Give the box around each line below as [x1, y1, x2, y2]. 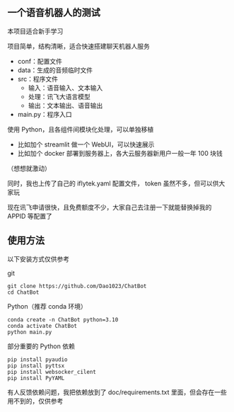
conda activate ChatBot [7, 322, 78, 329]
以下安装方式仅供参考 [7, 254, 69, 263]
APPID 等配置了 [7, 212, 53, 220]
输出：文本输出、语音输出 [28, 101, 103, 110]
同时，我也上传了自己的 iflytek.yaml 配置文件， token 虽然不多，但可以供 [7, 179, 219, 188]
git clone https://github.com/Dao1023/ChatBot [7, 282, 147, 290]
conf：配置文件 [17, 57, 62, 65]
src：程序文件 [17, 74, 59, 83]
